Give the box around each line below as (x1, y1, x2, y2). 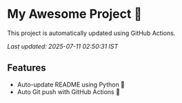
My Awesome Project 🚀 (7, 6, 143, 22)
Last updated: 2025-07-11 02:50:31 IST (7, 42, 119, 50)
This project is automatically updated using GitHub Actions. (7, 29, 176, 37)
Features (7, 62, 46, 74)
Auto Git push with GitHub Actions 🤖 (17, 87, 121, 95)
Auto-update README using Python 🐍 (17, 80, 125, 89)
